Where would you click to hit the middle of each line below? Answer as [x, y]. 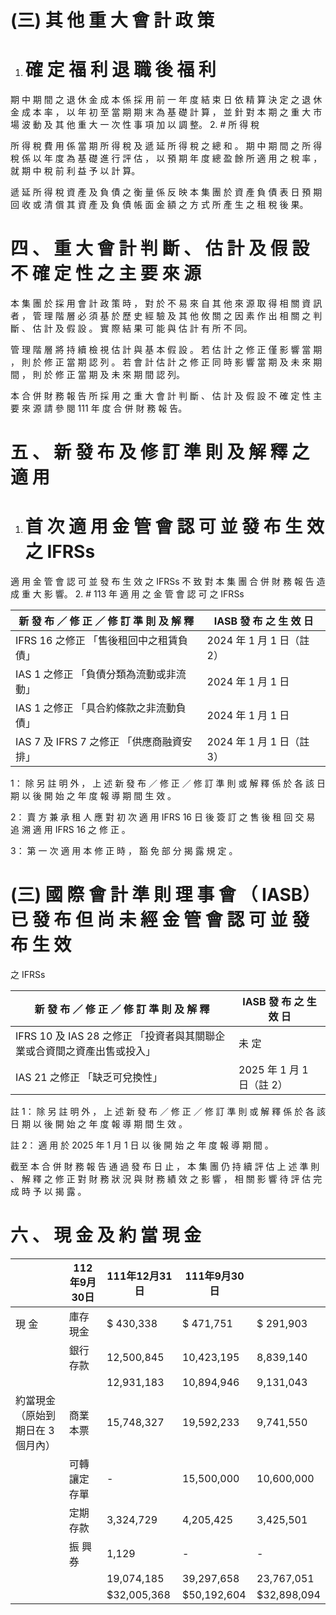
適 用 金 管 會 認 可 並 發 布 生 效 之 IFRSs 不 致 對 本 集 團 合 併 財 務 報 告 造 [168, 582]
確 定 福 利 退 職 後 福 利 [120, 70]
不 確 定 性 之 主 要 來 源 [106, 273]
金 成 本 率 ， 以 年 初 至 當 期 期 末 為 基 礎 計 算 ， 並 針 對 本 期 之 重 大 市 [166, 112]
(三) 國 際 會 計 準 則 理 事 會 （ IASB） [165, 895]
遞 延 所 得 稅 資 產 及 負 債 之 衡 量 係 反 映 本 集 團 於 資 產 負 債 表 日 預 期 [166, 192]
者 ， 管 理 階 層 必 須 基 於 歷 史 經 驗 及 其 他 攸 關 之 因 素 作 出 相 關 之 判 [166, 316]
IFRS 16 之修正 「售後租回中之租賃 [96, 641]
